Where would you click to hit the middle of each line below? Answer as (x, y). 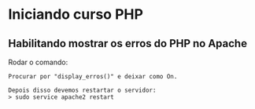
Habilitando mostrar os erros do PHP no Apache (128, 44)
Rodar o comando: (38, 62)
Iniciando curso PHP (76, 15)
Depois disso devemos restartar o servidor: (82, 90)
